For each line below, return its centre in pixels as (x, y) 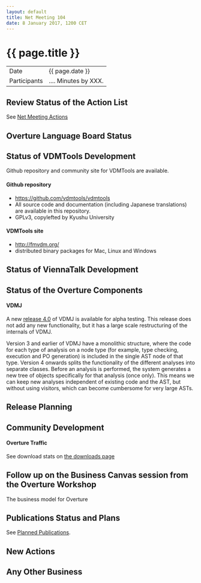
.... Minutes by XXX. (76, 81)
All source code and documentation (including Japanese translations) (101, 204)
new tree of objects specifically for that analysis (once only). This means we (100, 375)
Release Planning (39, 407)
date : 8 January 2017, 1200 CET (46, 23)
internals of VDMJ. (29, 331)
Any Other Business (44, 572)
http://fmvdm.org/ (37, 244)
